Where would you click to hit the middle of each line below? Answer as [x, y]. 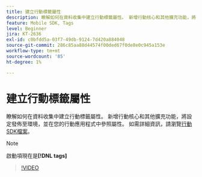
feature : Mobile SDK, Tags [40, 23]
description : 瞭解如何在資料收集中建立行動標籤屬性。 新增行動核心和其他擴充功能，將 [101, 17]
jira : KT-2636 [24, 34]
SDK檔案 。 [20, 131]
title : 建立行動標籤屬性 [34, 12]
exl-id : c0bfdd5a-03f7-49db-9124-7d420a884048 [66, 40]
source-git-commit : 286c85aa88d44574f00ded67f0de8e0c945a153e [86, 46]
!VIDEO [30, 168]
